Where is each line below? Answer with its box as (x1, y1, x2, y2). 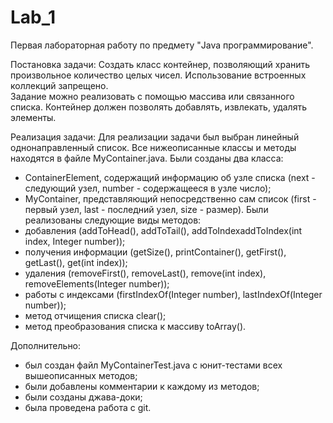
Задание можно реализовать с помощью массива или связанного (10, 90, 295, 102)
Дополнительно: (10, 339, 82, 351)
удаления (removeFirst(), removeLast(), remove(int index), (24, 267, 267, 279)
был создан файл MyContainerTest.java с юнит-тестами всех (24, 359, 283, 371)
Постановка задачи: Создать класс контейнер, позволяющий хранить (10, 58, 311, 70)
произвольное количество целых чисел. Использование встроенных (10, 69, 307, 81)
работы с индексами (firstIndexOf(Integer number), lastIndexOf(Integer (24, 288, 323, 300)
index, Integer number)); (24, 235, 126, 247)
